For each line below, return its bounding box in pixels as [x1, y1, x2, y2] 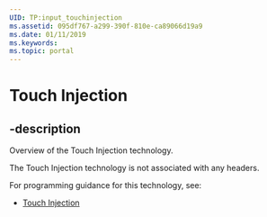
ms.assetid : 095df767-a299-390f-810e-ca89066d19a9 [9, 22, 203, 31]
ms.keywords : [9, 38, 58, 48]
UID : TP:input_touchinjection [9, 13, 123, 23]
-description [9, 121, 81, 136]
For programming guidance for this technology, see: [9, 180, 202, 191]
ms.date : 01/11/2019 [9, 30, 87, 39]
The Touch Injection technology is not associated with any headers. [9, 163, 260, 174]
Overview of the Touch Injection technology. [9, 145, 174, 156]
